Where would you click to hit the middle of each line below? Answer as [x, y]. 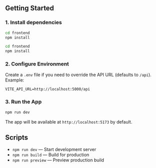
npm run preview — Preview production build [58, 160]
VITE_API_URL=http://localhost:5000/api [48, 89]
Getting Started [30, 8]
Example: [15, 80]
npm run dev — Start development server [54, 149]
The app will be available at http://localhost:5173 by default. [69, 121]
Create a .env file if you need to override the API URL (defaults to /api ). [78, 75]
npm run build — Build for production [51, 155]
